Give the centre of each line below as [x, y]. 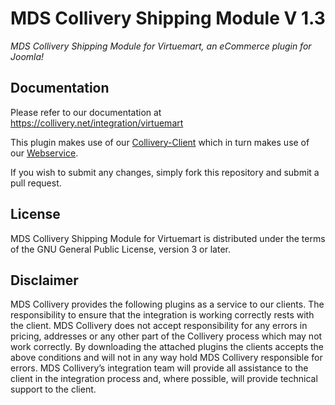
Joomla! [27, 56]
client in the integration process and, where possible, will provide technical [164, 379]
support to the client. [53, 389]
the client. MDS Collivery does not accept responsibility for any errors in [159, 326]
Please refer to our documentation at [86, 112]
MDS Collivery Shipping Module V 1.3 [168, 18]
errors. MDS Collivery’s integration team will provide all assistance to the [159, 368]
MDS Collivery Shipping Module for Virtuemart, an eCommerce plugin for [161, 46]
